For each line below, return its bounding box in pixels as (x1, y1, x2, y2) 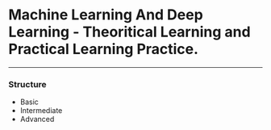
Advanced (19, 115, 55, 124)
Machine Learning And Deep (8, 6, 203, 24)
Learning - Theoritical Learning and (8, 23, 252, 41)
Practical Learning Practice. (8, 40, 199, 58)
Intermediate (19, 106, 63, 115)
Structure (8, 78, 47, 90)
